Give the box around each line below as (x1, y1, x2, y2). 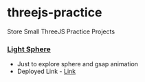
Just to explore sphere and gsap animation (16, 60, 139, 68)
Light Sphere (7, 44, 52, 54)
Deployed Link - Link (16, 67, 76, 76)
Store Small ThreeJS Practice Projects (7, 27, 115, 36)
